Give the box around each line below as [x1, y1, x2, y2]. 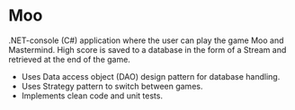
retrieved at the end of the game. [8, 54, 131, 64]
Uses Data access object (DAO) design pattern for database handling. [21, 71, 281, 81]
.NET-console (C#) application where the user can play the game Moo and [8, 35, 284, 46]
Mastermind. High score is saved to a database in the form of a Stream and [8, 44, 287, 55]
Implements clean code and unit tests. [21, 90, 164, 101]
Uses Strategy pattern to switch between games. [21, 80, 203, 91]
